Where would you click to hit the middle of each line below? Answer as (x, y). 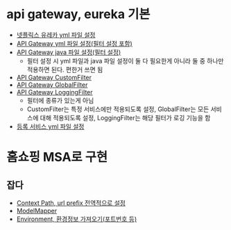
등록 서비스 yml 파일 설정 (50, 126)
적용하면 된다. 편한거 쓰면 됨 (65, 69)
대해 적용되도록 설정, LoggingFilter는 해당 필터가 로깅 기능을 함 (125, 117)
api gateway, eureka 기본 (78, 14)
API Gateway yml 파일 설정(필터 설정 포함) (74, 43)
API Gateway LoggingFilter (54, 92)
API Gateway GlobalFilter (52, 85)
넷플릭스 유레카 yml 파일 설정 (56, 35)
